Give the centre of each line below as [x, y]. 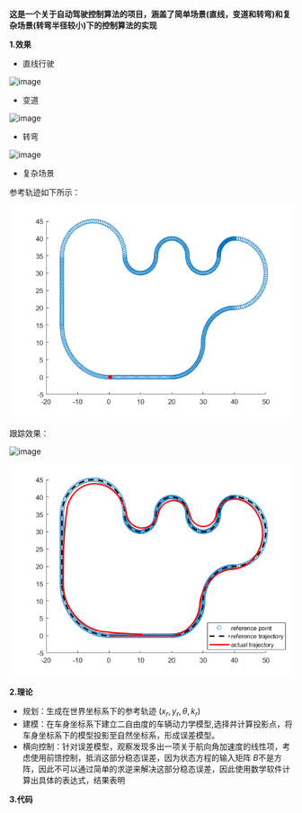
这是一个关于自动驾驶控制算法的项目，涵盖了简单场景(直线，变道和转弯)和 [146, 14]
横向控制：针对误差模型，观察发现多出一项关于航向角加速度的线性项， [152, 746]
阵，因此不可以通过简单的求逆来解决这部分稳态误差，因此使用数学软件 [152, 769]
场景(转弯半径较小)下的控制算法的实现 [87, 25]
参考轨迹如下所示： [45, 192]
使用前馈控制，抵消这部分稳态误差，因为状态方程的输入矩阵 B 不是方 [156, 757]
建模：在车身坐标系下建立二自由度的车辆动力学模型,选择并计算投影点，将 [157, 724]
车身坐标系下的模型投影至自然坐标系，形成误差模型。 [121, 735]
